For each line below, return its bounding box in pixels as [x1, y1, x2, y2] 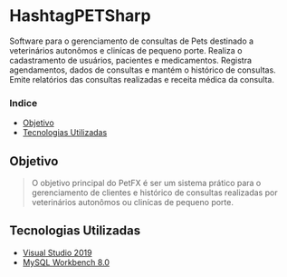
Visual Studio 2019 [22, 247, 92, 258]
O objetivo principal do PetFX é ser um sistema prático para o [31, 178, 262, 189]
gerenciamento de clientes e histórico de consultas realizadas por [31, 187, 278, 198]
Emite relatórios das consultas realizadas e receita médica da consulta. [9, 74, 274, 84]
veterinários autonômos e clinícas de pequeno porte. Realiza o [9, 45, 243, 55]
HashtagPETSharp [9, 5, 151, 26]
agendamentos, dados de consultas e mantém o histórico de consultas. [9, 64, 276, 75]
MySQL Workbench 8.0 [22, 256, 110, 268]
